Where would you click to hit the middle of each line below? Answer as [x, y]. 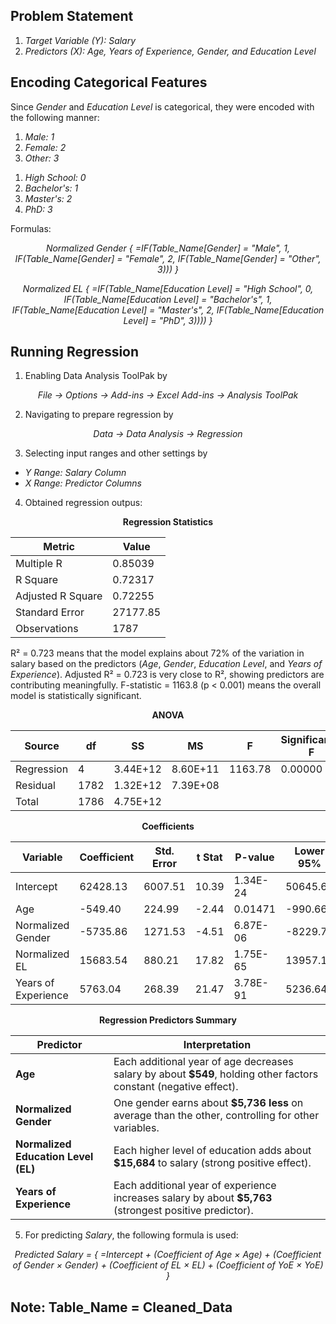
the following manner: [55, 117]
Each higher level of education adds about [212, 1151]
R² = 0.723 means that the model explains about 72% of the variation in [157, 653]
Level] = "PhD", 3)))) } [168, 320]
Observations [47, 629]
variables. [136, 1128]
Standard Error [50, 612]
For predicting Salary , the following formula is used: [131, 1235]
